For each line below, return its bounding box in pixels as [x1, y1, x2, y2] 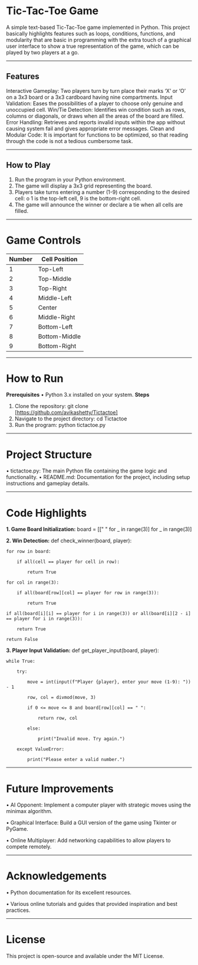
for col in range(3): [6, 579, 60, 586]
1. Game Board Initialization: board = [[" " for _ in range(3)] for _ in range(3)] [6, 526, 192, 533]
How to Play [6, 160, 51, 170]
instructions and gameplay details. [6, 480, 90, 487]
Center [38, 303, 57, 312]
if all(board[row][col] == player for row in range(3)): [16, 590, 160, 596]
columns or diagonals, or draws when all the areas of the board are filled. [6, 112, 184, 119]
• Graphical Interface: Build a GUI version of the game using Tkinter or [6, 819, 177, 826]
